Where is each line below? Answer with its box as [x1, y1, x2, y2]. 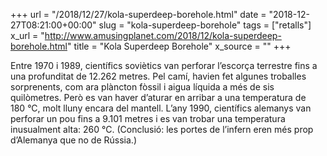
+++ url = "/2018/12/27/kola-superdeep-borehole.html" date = [10, 9, 267, 20]
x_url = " [10, 30, 45, 41]
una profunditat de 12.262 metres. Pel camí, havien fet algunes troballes [10, 70, 307, 82]
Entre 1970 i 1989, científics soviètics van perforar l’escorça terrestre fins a [10, 60, 318, 71]
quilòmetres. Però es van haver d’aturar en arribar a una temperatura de [10, 92, 307, 103]
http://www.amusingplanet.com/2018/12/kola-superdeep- [44, 30, 282, 41]
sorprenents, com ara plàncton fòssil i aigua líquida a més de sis [10, 81, 275, 93]
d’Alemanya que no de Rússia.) [10, 134, 137, 146]
